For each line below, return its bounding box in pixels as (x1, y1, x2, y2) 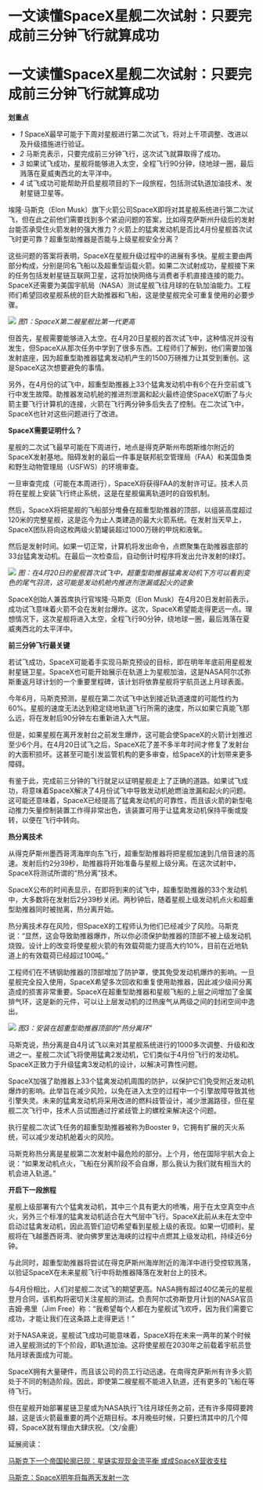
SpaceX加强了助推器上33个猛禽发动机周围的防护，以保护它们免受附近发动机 (8, 1076, 254, 1086)
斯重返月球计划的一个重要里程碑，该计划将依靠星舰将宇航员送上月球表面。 (8, 677, 248, 687)
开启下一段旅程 (8, 1185, 56, 1195)
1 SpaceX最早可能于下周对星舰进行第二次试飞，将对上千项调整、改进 (19, 130, 242, 139)
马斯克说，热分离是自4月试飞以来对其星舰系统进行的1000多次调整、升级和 (8, 1040, 248, 1050)
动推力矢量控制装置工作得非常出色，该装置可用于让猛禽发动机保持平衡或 (8, 805, 241, 815)
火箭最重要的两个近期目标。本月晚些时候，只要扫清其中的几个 (41, 1413, 241, 1422)
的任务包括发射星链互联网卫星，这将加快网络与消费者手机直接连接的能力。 (8, 271, 248, 280)
